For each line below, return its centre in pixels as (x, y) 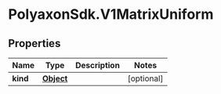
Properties (34, 43)
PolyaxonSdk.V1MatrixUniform (111, 14)
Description (98, 65)
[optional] (145, 78)
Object (55, 78)
